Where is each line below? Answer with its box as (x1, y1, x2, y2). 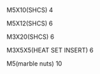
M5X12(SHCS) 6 (6, 19, 53, 27)
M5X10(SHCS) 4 (6, 6, 53, 14)
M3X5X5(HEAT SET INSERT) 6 (6, 46, 94, 54)
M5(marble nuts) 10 (6, 59, 62, 68)
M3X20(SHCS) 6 (6, 33, 55, 41)
